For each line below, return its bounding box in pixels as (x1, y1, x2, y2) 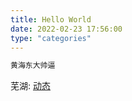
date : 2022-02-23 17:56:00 (10, 24, 123, 34)
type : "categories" (10, 33, 92, 43)
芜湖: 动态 (10, 80, 51, 92)
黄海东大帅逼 (10, 61, 56, 71)
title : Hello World (10, 14, 92, 25)
